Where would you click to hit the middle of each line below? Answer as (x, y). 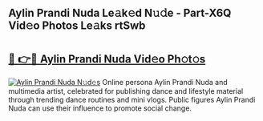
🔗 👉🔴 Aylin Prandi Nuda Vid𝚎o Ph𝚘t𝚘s (107, 59)
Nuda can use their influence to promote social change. (100, 108)
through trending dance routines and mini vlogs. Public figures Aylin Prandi (132, 100)
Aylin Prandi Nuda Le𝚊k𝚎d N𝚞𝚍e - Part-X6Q (120, 13)
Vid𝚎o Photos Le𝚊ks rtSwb (77, 26)
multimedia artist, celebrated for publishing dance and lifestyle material (126, 91)
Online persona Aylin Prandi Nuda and (165, 82)
